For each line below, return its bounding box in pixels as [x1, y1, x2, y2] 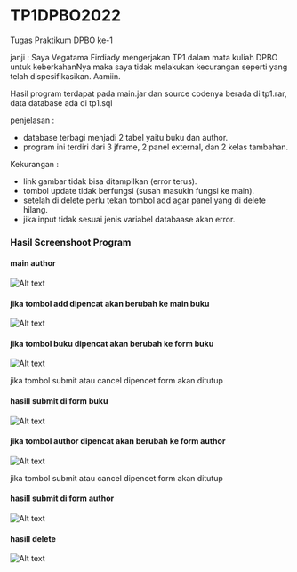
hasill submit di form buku [10, 396, 108, 407]
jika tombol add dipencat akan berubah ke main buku [10, 298, 210, 309]
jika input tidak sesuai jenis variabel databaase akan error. [22, 213, 236, 224]
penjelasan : [10, 115, 55, 125]
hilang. [22, 204, 48, 214]
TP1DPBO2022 [10, 5, 122, 26]
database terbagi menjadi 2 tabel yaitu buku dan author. [22, 132, 229, 142]
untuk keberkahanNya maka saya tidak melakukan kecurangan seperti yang [10, 61, 288, 72]
